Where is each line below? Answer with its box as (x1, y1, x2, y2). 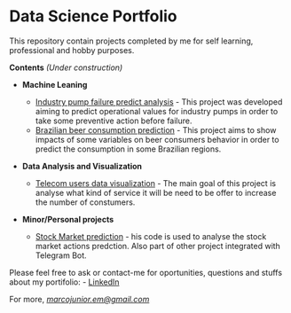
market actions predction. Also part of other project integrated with (35, 240, 281, 251)
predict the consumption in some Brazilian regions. (35, 144, 222, 154)
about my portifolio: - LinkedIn (9, 277, 120, 287)
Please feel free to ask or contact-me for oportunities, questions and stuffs (9, 267, 282, 278)
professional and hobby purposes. (9, 44, 135, 55)
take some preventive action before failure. (35, 115, 193, 126)
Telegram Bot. (35, 250, 87, 261)
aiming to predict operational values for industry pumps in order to (35, 106, 279, 116)
